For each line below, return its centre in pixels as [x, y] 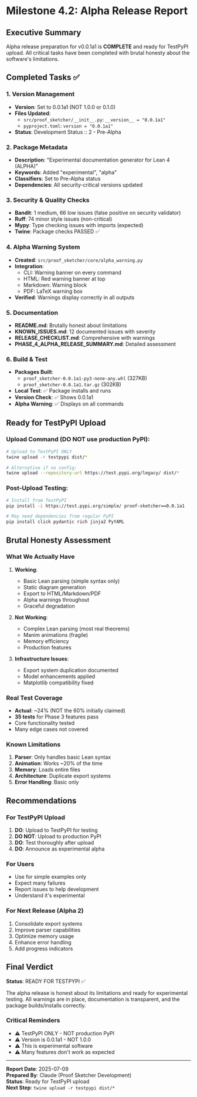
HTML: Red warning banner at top [64, 279]
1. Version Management [40, 94]
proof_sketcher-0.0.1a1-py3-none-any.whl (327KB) [85, 378]
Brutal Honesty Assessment [59, 540]
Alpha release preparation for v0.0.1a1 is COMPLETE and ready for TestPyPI [97, 46]
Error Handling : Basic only [47, 782]
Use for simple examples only [50, 877]
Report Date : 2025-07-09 [37, 1069]
